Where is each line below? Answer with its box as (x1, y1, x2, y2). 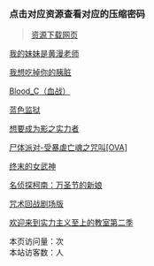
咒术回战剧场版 (9, 199, 64, 209)
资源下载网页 (30, 29, 78, 41)
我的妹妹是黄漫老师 (9, 49, 80, 59)
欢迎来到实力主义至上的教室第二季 (9, 217, 134, 228)
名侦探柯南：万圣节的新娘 (9, 179, 103, 191)
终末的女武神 (9, 161, 56, 171)
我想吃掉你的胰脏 (9, 67, 72, 78)
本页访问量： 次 (9, 236, 64, 247)
